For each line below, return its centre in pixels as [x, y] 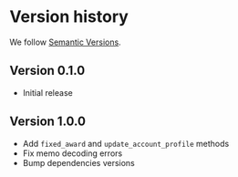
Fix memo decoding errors [72, 153]
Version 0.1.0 [47, 71]
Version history [69, 17]
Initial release [47, 92]
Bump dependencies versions [78, 162]
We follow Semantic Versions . [65, 42]
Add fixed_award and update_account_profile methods [126, 143]
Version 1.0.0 [48, 122]
